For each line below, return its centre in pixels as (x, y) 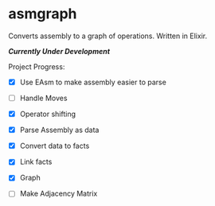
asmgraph (43, 14)
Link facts (36, 162)
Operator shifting (47, 114)
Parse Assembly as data (59, 130)
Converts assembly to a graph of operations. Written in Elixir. (108, 36)
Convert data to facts (55, 146)
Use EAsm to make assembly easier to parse (93, 82)
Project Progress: (37, 66)
